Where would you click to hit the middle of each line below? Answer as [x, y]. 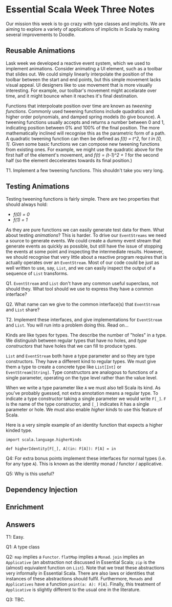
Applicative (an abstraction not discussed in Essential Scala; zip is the [81, 562]
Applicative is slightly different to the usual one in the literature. [73, 590]
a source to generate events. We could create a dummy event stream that [83, 240]
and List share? [23, 310]
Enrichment [25, 507]
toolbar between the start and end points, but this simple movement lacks [83, 79]
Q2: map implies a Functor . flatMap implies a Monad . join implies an [75, 557]
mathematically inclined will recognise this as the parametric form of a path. [86, 133]
